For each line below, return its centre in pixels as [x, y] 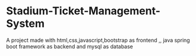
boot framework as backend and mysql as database [70, 46]
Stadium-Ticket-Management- [83, 11]
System [26, 24]
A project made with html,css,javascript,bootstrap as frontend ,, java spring [98, 40]
